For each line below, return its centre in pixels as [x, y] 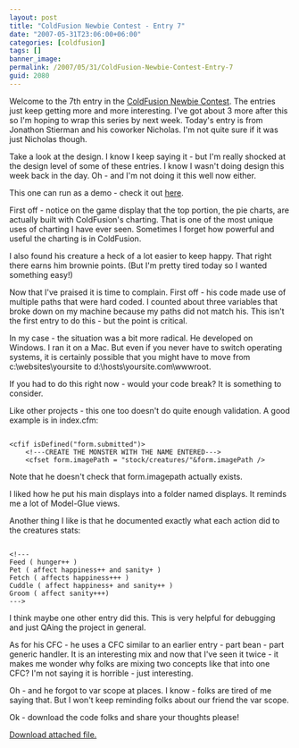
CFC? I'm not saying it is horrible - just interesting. [101, 673]
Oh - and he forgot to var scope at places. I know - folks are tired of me [141, 690]
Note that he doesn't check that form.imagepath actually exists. [126, 476]
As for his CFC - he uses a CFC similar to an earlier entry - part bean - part [147, 644]
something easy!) [41, 274]
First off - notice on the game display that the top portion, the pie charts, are [149, 210]
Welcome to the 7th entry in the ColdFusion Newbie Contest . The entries [142, 101]
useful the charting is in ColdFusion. [75, 239]
